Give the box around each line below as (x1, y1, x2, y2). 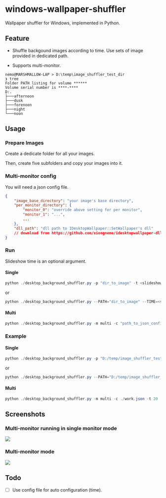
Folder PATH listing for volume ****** (5, 80, 87, 85)
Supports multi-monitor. (12, 62, 61, 68)
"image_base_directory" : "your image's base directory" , (14, 198, 134, 203)
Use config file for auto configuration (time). (12, 487, 102, 493)
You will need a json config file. (5, 184, 69, 190)
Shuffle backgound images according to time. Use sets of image (12, 47, 143, 53)
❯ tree (5, 76, 19, 81)
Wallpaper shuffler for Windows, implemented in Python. (5, 20, 120, 26)
